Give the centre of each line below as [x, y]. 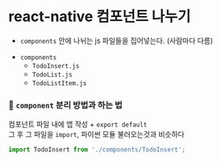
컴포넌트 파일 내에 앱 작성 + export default [78, 124]
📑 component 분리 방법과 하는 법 [65, 104]
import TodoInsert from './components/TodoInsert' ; [97, 150]
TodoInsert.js [56, 66]
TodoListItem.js [59, 83]
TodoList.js [52, 75]
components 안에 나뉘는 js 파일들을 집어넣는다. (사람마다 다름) [117, 40]
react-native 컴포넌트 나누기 [100, 17]
